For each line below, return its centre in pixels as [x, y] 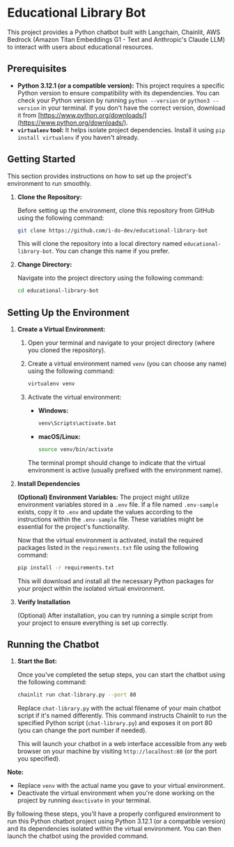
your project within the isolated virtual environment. [91, 588]
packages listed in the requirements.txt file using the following [108, 547]
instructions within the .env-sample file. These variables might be [110, 519]
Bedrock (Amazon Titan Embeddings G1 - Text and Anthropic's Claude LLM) [116, 39]
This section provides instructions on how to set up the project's [100, 176]
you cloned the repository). [67, 350]
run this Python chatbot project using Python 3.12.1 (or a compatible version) [117, 821]
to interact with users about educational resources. [80, 47]
